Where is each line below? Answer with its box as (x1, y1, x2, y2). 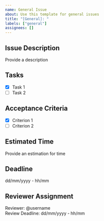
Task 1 (12, 84, 25, 90)
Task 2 (12, 90, 26, 95)
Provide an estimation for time (5, 151, 66, 157)
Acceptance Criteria (5, 104, 68, 113)
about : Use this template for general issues (5, 12, 99, 17)
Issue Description (5, 44, 60, 52)
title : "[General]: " (5, 16, 49, 21)
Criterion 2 (12, 123, 34, 128)
